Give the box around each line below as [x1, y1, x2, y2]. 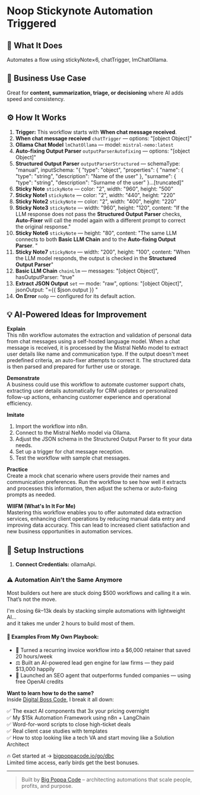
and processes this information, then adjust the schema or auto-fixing [7, 485, 177, 492]
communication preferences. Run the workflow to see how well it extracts [7, 479, 187, 486]
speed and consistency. [7, 95, 65, 102]
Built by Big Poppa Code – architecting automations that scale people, [21, 776, 192, 783]
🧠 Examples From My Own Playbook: [7, 634, 99, 641]
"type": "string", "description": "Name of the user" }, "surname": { [15, 172, 177, 179]
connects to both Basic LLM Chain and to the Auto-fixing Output [15, 236, 176, 243]
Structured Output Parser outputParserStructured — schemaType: [15, 160, 180, 167]
